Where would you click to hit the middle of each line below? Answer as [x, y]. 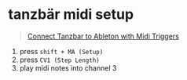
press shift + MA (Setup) [61, 51]
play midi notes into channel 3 [68, 67]
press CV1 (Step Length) [59, 60]
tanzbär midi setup [71, 15]
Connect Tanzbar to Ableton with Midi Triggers [103, 36]
